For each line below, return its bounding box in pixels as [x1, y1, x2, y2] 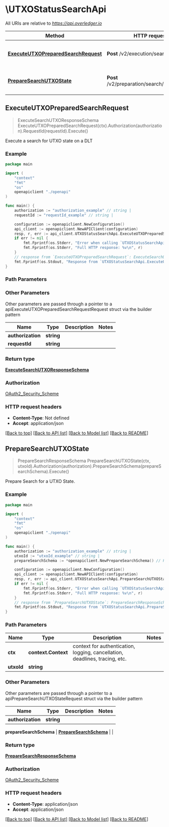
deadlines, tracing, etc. [72, 655, 127, 662]
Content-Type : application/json [12, 801, 78, 807]
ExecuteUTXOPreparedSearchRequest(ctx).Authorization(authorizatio [17, 122, 162, 129]
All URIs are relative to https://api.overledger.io [5, 20, 102, 26]
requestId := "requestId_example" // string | [14, 213, 114, 218]
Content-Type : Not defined [12, 415, 69, 421]
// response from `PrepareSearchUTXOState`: [14, 600, 109, 605]
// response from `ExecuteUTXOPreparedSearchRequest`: [14, 255, 132, 260]
